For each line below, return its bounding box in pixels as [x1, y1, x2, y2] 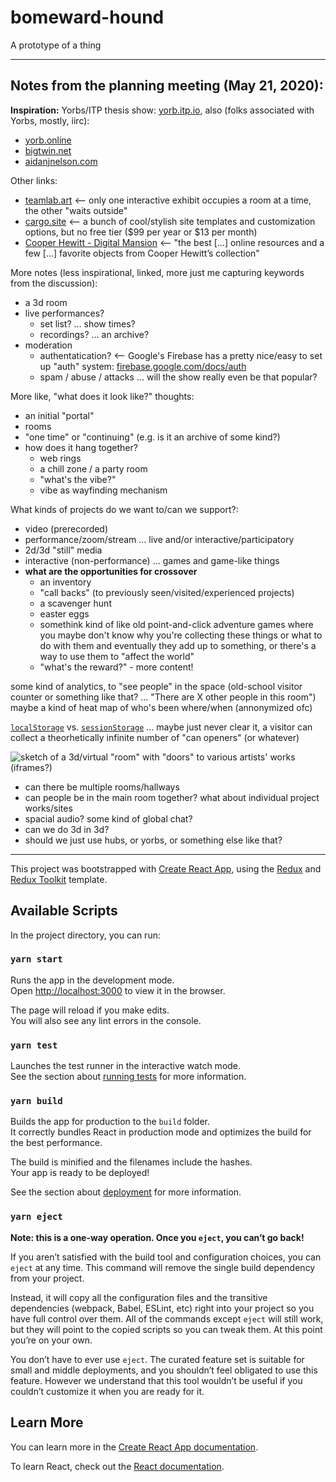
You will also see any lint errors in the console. [10, 1014, 202, 1026]
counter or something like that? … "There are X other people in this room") [10, 691, 317, 703]
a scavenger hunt [39, 597, 112, 609]
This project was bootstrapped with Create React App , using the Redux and [10, 862, 322, 875]
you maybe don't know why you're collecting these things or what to [39, 629, 323, 641]
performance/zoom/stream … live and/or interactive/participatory [24, 533, 295, 545]
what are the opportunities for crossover [24, 565, 198, 577]
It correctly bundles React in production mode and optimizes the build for [10, 1126, 312, 1138]
